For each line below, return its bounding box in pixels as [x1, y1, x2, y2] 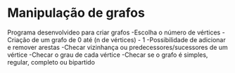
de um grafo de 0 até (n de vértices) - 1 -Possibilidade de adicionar [31, 35, 227, 44]
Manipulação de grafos [7, 5, 146, 21]
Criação [7, 35, 30, 44]
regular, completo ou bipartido [7, 58, 95, 66]
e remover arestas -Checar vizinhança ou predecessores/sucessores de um [7, 43, 229, 51]
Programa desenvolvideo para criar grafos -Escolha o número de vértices [7, 28, 221, 36]
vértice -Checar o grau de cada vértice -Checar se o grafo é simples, [7, 51, 208, 59]
